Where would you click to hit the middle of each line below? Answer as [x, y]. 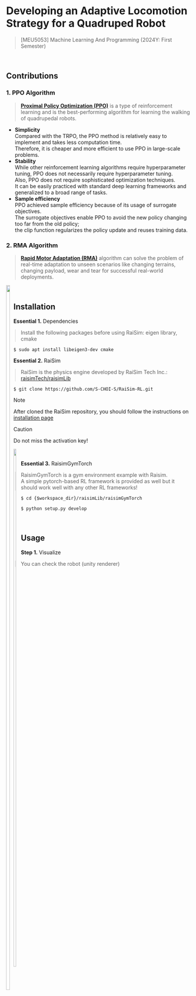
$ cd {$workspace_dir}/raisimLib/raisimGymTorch [82, 498]
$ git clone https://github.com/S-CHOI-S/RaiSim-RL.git [84, 389]
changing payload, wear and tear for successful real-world [92, 270]
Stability [25, 161]
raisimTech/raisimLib [46, 378]
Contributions [32, 76]
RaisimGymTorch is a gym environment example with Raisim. [94, 475]
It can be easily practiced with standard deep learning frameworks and [100, 186]
